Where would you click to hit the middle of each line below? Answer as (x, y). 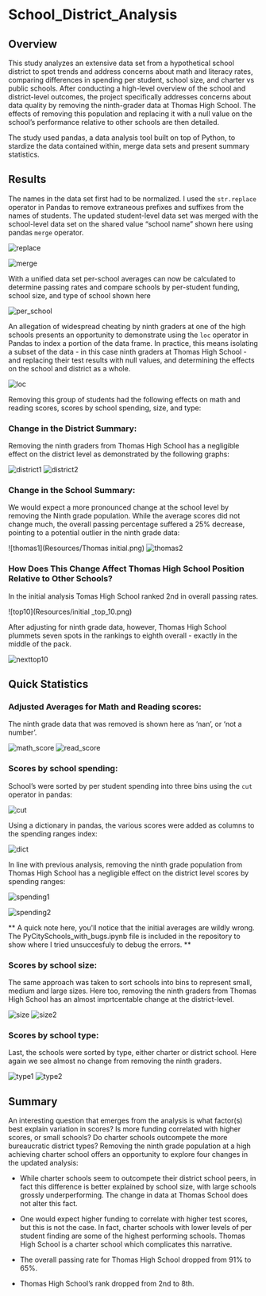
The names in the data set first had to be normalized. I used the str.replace (132, 198)
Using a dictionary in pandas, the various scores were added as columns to (131, 825)
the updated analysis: (43, 1163)
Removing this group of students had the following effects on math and (124, 399)
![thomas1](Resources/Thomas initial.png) (77, 548)
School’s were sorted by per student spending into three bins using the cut (130, 786)
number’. (23, 732)
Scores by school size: (53, 965)
